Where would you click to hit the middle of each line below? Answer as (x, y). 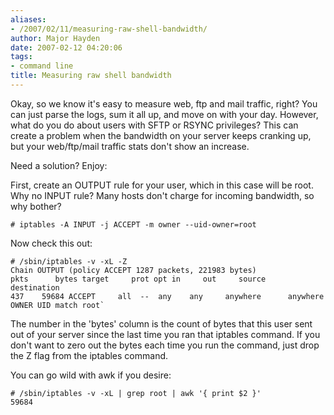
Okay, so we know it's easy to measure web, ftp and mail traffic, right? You (164, 103)
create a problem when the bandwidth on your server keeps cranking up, (161, 135)
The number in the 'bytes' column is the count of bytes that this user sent (161, 323)
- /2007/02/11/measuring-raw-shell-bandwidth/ (109, 29)
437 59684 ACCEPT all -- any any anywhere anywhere (167, 296)
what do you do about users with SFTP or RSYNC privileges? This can (154, 125)
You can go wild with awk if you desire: (91, 375)
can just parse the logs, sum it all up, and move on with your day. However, (164, 114)
